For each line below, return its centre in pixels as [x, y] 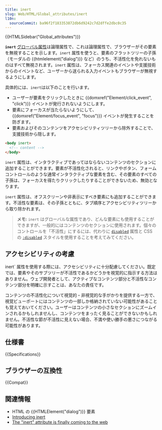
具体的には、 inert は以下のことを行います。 [48, 87]
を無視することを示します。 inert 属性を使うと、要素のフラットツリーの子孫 [81, 53]
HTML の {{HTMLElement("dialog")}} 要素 [53, 412]
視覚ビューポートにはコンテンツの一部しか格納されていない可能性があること [81, 301]
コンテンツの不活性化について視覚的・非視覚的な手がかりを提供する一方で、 [81, 295]
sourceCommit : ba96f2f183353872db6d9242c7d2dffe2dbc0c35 [68, 23]
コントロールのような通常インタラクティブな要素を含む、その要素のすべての [81, 174]
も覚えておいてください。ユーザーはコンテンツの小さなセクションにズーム [79, 307]
